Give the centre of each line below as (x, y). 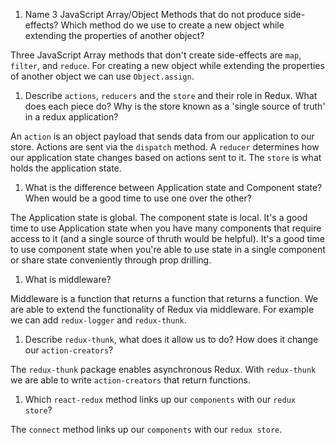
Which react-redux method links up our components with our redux (160, 399)
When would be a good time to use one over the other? (138, 198)
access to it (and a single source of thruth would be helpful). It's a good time (167, 238)
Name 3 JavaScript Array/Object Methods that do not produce (153, 14)
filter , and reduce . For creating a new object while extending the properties (167, 65)
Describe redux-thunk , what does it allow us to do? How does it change (171, 339)
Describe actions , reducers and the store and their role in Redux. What (171, 95)
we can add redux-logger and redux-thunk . (98, 320)
